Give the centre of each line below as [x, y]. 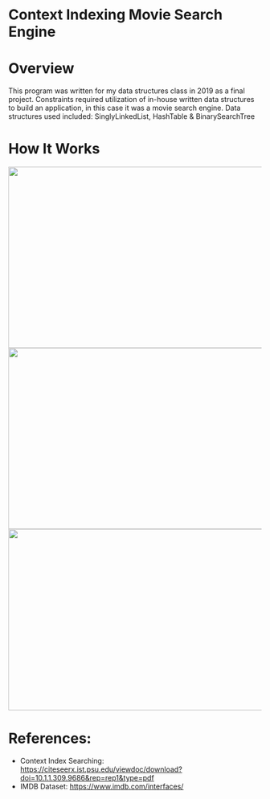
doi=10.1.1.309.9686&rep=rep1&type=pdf [87, 778]
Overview [41, 69]
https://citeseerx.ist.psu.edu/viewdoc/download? [101, 769]
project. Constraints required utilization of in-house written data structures [131, 100]
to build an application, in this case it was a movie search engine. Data [125, 108]
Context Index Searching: [62, 761]
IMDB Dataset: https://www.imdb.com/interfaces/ [102, 786]
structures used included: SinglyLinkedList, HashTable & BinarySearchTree [132, 116]
